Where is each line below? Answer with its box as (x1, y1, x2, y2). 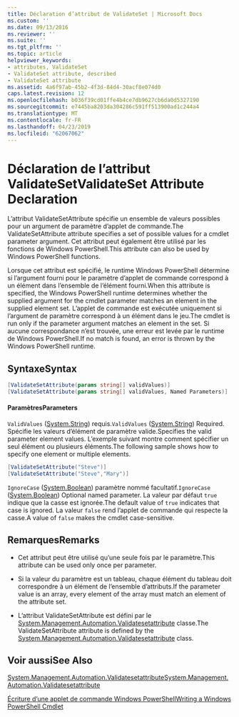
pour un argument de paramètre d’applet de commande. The (7, 222, 184, 230)
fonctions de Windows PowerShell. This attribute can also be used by (7, 245, 210, 253)
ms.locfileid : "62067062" (7, 130, 84, 137)
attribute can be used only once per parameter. (17, 561, 157, 569)
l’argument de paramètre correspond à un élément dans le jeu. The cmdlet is (7, 312, 230, 320)
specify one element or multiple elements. (7, 450, 131, 459)
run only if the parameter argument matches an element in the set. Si (7, 319, 210, 328)
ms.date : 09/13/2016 (7, 24, 69, 31)
